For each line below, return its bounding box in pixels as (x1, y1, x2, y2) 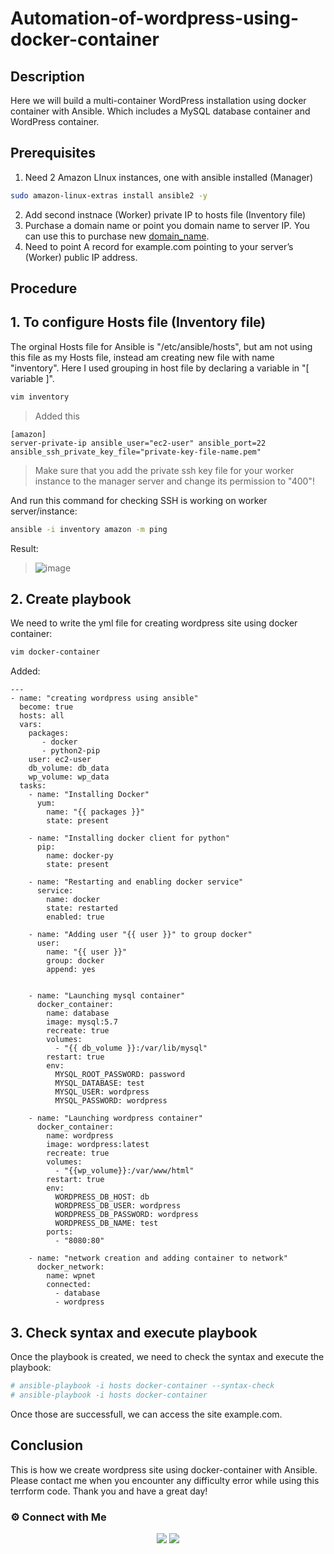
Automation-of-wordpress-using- (10, 7, 300, 30)
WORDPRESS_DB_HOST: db (54, 1192, 150, 1202)
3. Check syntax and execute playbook (10, 1324, 258, 1341)
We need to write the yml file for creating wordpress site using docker (10, 617, 298, 629)
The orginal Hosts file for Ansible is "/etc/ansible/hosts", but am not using (10, 340, 313, 352)
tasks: (19, 781, 47, 791)
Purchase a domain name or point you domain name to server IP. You (24, 219, 310, 231)
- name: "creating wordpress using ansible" (10, 693, 199, 704)
